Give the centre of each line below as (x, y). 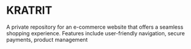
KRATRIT (29, 10)
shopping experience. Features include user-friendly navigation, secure (95, 33)
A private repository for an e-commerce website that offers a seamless (95, 27)
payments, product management (47, 39)
